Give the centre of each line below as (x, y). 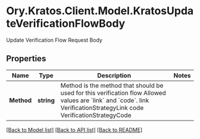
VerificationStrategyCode (96, 115)
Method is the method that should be (112, 86)
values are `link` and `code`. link (105, 100)
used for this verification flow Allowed (113, 93)
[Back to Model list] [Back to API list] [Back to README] (74, 129)
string (46, 100)
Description (114, 75)
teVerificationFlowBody (66, 23)
